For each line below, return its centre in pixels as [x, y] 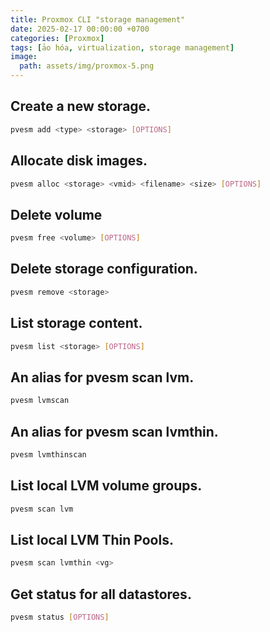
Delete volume [56, 214]
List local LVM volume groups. [106, 486]
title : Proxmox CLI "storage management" [98, 19]
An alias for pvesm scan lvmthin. [114, 431]
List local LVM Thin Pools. [92, 539]
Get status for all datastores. [101, 594]
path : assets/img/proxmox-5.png [87, 66]
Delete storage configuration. [104, 269]
